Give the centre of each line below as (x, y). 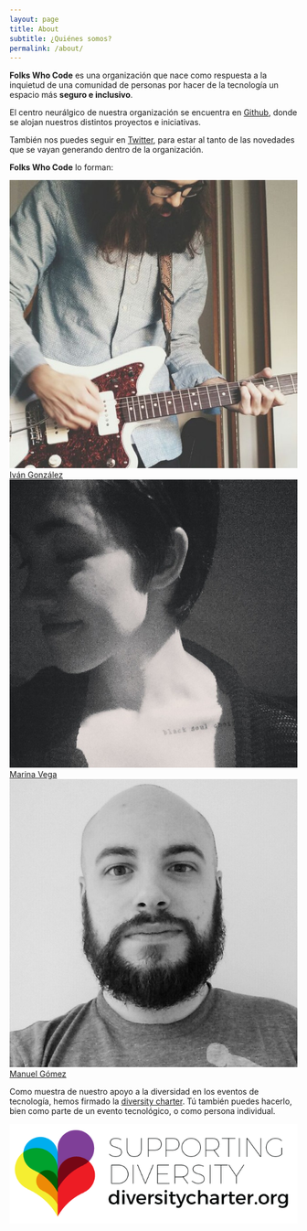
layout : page (34, 19)
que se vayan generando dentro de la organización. (106, 150)
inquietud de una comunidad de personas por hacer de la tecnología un (144, 85)
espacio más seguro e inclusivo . (71, 95)
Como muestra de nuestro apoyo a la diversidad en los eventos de (134, 1092)
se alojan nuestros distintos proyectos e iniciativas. (105, 123)
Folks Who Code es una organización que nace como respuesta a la (138, 75)
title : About (34, 29)
